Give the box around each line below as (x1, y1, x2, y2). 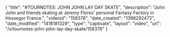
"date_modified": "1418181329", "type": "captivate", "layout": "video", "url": (5, 20, 161, 26)
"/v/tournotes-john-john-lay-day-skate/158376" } (5, 26, 108, 32)
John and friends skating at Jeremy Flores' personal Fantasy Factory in (5, 10, 154, 16)
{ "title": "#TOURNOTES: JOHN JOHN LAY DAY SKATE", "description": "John (5, 5, 165, 10)
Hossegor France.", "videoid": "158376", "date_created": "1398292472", (5, 15, 155, 21)
